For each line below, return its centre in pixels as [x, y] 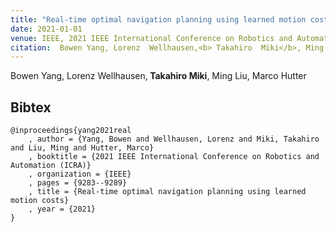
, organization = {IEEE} [80, 174]
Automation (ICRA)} [51, 166]
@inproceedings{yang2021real [71, 131]
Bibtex [31, 107]
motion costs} [40, 201]
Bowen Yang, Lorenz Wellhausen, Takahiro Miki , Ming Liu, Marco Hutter [158, 76]
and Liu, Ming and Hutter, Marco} [82, 148]
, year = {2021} [62, 209]
